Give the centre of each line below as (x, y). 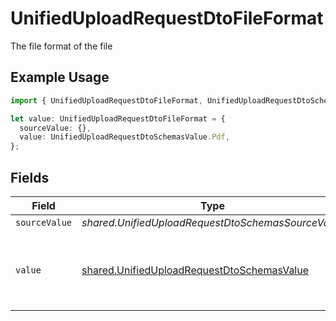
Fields (30, 177)
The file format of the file (61, 46)
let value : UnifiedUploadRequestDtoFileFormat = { (118, 118)
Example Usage (60, 77)
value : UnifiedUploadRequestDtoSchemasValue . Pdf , (124, 137)
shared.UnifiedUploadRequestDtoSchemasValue (195, 270)
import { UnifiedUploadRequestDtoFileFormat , (106, 100)
